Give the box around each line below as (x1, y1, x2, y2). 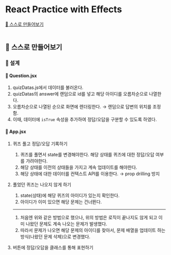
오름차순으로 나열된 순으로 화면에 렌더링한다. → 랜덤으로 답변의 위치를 (12, 104, 152, 110)
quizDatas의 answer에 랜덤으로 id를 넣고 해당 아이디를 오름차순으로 (12, 91, 148, 97)
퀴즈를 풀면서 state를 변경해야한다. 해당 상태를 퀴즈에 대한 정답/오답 (20, 151, 155, 157)
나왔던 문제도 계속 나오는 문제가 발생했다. (25, 221, 107, 227)
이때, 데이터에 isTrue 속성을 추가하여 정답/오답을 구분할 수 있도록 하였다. (12, 117, 157, 123)
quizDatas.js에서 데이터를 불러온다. (12, 84, 84, 90)
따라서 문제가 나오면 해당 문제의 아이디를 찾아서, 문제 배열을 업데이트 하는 (20, 227, 166, 233)
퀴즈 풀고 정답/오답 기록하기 (12, 141, 68, 147)
